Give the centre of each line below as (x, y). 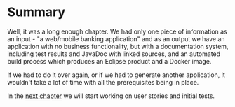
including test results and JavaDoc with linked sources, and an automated (114, 54)
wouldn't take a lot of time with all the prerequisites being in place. (103, 82)
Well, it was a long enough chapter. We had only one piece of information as (117, 31)
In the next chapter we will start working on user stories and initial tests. (111, 96)
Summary (36, 12)
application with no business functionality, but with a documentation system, (118, 46)
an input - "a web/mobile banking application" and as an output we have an (116, 38)
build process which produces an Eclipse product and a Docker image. (109, 61)
